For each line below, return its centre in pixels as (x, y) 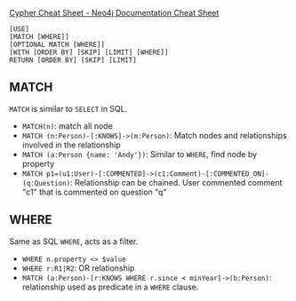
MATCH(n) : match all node (67, 126)
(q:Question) (46, 183)
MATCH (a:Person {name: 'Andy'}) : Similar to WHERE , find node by (140, 154)
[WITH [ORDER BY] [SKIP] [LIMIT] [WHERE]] (89, 52)
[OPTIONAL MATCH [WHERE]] (57, 44)
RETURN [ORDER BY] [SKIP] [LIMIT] (73, 60)
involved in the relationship (72, 145)
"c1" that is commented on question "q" (94, 192)
